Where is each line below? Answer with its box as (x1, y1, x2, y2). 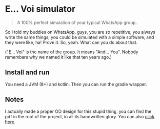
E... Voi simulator (5, 3, 76, 15)
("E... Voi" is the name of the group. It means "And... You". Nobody (5, 49, 139, 55)
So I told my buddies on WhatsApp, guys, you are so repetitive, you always (5, 29, 156, 35)
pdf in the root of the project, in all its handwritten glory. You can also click (5, 113, 155, 119)
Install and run (5, 68, 50, 77)
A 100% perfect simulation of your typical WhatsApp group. (17, 20, 137, 25)
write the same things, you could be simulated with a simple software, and (5, 34, 154, 40)
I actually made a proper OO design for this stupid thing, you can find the (5, 108, 152, 114)
